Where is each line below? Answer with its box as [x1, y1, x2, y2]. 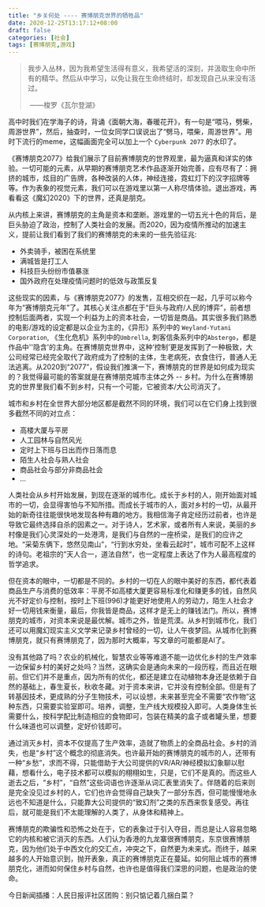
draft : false [8, 26, 51, 34]
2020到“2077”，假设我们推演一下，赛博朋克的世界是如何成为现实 [42, 362, 256, 372]
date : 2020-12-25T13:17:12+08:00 [8, 19, 118, 27]
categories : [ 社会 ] [8, 33, 70, 42]
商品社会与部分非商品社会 [19, 465, 103, 474]
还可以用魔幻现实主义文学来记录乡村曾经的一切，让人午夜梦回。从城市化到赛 [8, 625, 257, 635]
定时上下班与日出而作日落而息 [19, 445, 117, 455]
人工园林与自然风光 [19, 436, 83, 445]
